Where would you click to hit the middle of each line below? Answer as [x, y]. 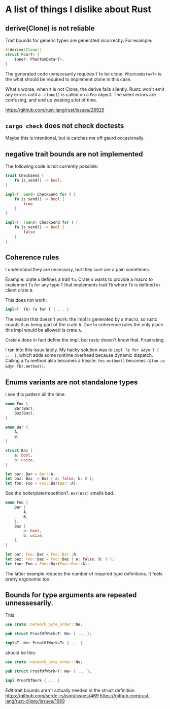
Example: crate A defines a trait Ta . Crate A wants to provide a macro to [79, 279]
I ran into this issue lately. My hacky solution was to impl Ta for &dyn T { [82, 350]
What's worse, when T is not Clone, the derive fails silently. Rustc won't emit [85, 89]
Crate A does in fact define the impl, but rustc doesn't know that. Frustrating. [85, 340]
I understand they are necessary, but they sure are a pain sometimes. [78, 270]
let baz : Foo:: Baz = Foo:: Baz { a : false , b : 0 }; [60, 559]
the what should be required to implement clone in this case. [69, 79]
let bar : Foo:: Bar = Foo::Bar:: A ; [42, 554]
